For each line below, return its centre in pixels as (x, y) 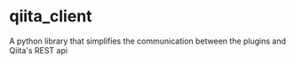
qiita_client (51, 16)
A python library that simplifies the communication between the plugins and (148, 41)
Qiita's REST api (39, 50)
